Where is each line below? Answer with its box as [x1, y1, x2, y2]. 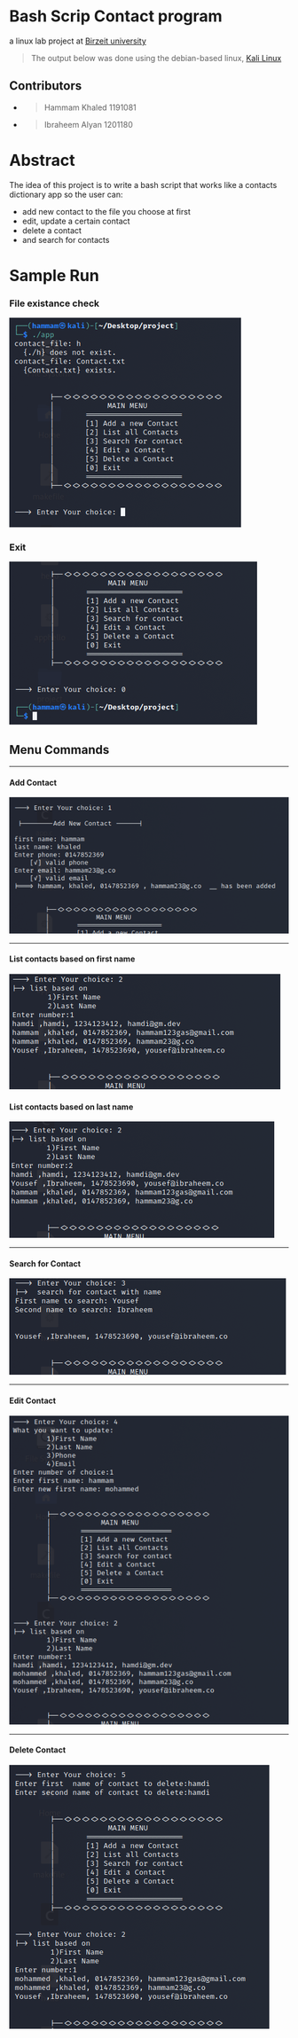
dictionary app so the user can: [9, 189, 123, 200]
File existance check [9, 297, 100, 310]
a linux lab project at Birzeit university [9, 35, 146, 46]
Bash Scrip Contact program [9, 6, 223, 27]
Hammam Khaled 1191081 [43, 102, 137, 113]
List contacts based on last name [9, 1101, 134, 1112]
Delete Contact [9, 1744, 67, 1755]
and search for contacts [21, 234, 110, 245]
